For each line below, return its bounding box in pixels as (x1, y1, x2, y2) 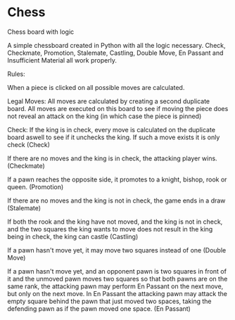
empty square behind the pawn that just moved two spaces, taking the (7, 297, 212, 305)
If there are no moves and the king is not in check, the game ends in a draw (7, 196, 226, 205)
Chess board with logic (7, 27, 75, 36)
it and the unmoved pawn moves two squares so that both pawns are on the (7, 274, 228, 283)
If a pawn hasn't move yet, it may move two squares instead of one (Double (7, 245, 227, 254)
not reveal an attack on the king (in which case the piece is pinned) (7, 112, 202, 120)
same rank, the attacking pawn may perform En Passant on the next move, (7, 282, 224, 290)
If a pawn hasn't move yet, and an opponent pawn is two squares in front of (7, 267, 227, 275)
